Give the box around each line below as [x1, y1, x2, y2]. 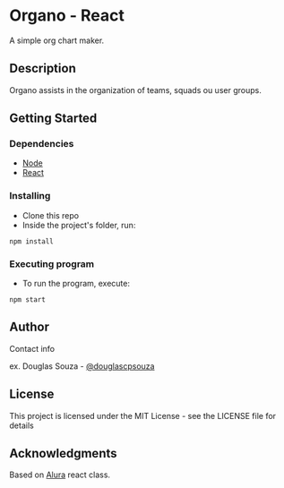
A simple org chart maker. [9, 35, 105, 46]
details [9, 420, 34, 431]
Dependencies [9, 138, 74, 150]
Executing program [9, 257, 95, 270]
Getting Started [9, 111, 98, 126]
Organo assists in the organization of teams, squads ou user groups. [9, 84, 262, 95]
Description [9, 61, 76, 76]
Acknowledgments [9, 446, 118, 461]
